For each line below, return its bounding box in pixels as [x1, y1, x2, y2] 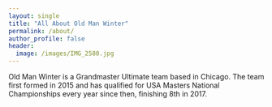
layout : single [8, 11, 60, 20]
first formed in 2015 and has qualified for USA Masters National [8, 80, 220, 90]
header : [8, 42, 35, 50]
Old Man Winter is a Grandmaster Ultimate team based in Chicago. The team [8, 72, 265, 81]
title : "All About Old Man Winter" [8, 19, 129, 28]
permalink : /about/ [8, 27, 75, 35]
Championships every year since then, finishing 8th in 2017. [8, 89, 207, 98]
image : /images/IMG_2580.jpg [15, 49, 114, 58]
